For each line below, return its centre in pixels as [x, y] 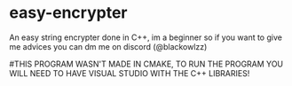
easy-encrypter [68, 13]
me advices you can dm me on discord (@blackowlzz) [108, 46]
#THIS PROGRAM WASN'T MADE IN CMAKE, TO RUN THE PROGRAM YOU [146, 64]
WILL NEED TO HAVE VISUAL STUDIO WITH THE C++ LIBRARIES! [130, 73]
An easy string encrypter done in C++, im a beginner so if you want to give [146, 37]
